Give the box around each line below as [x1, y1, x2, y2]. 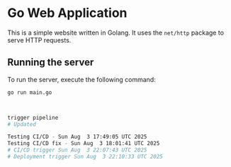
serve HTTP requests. [7, 35, 72, 44]
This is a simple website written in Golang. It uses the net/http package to [7, 28, 225, 37]
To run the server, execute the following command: [7, 75, 156, 83]
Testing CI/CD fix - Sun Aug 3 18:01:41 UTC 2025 [7, 140, 160, 147]
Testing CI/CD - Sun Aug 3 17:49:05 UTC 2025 [7, 133, 147, 141]
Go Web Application [7, 5, 128, 21]
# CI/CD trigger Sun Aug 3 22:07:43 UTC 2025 [7, 146, 147, 154]
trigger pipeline [7, 114, 59, 121]
